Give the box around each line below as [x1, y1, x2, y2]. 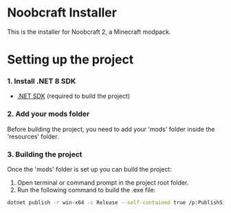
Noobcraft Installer [7, 5, 117, 21]
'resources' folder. [7, 132, 59, 141]
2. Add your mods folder [7, 109, 90, 119]
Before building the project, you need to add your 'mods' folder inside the [7, 125, 215, 133]
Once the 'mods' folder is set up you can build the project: [7, 165, 172, 174]
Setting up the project [7, 52, 134, 68]
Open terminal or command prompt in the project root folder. [16, 179, 189, 187]
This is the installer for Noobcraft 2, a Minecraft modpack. [7, 28, 171, 36]
